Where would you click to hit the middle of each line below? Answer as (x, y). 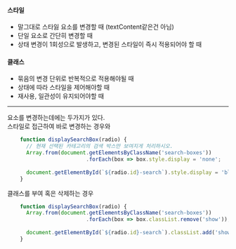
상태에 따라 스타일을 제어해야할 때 (64, 88)
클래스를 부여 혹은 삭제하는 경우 (51, 193)
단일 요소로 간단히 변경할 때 (55, 36)
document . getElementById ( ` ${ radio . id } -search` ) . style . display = (122, 172)
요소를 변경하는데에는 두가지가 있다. (56, 118)
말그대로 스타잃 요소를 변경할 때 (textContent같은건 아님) (96, 27)
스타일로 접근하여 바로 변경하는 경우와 (59, 126)
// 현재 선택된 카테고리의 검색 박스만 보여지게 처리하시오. (99, 147)
